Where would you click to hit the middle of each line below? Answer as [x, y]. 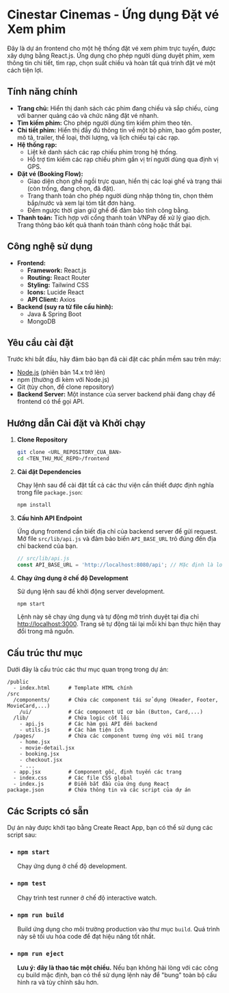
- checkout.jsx [41, 760]
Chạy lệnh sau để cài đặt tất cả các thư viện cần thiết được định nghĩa [115, 485]
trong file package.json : [50, 492]
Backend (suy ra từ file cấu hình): [65, 307]
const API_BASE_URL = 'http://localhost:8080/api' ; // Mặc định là [115, 565]
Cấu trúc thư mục [45, 653]
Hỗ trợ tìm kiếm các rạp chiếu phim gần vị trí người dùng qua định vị [123, 159]
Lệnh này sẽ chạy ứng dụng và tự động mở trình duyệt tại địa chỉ [108, 617]
